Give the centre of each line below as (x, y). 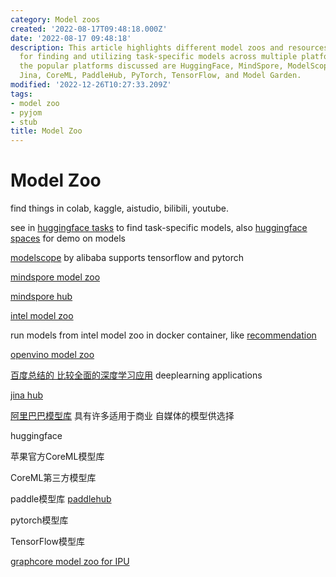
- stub (24, 122)
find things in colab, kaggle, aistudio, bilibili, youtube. (119, 208)
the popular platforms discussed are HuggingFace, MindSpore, (151, 66)
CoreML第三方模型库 (53, 478)
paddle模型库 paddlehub (61, 499)
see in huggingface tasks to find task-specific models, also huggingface (159, 228)
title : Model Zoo (46, 131)
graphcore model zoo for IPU (70, 562)
